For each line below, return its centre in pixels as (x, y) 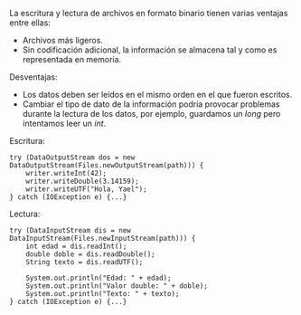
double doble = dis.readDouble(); (90, 254)
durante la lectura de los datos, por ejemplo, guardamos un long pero (151, 114)
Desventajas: (33, 77)
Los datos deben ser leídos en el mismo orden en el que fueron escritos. (157, 95)
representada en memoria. (72, 59)
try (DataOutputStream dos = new (72, 157)
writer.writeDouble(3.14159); (83, 181)
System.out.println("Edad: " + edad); (99, 278)
